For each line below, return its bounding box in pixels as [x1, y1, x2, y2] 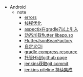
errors [24, 15, 37, 20]
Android [9, 4, 26, 10]
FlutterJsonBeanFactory [24, 38, 73, 43]
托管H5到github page [24, 55, 67, 60]
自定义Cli [24, 44, 43, 49]
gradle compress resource [24, 49, 78, 55]
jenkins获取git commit [24, 61, 69, 66]
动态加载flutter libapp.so [24, 32, 73, 38]
